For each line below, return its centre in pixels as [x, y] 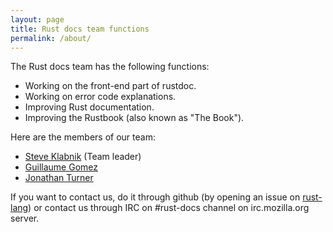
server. [25, 218]
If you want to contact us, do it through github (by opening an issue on [155, 197]
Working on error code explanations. [100, 97]
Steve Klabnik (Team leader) [83, 157]
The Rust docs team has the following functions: [110, 67]
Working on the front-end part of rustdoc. [110, 86]
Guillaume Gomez [61, 167]
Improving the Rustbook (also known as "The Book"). [134, 118]
